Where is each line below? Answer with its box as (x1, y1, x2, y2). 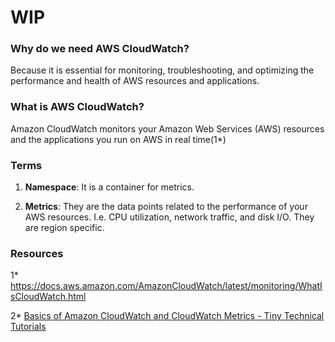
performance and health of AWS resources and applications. (10, 75, 260, 87)
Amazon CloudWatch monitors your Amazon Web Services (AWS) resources (10, 122, 325, 135)
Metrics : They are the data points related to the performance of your (24, 201, 308, 213)
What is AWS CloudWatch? (10, 100, 145, 114)
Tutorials (10, 321, 47, 333)
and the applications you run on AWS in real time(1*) (10, 133, 227, 145)
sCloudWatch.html (10, 291, 87, 303)
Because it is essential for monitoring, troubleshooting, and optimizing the (10, 64, 315, 76)
